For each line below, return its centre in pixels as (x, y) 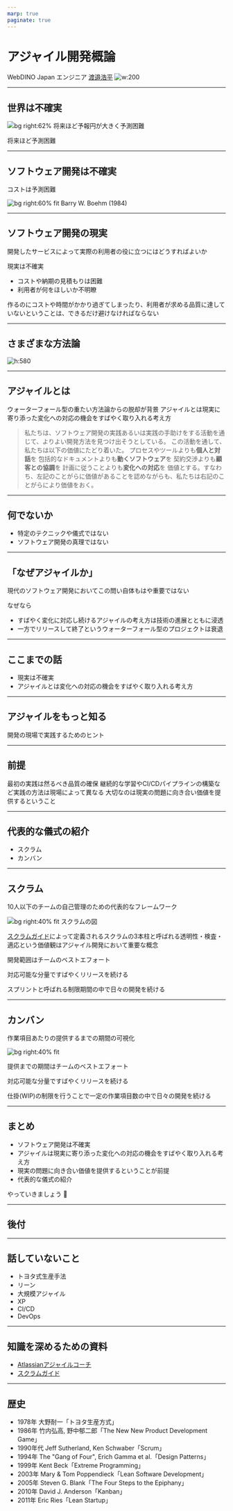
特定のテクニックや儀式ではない (63, 534)
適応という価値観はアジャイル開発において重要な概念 (83, 945)
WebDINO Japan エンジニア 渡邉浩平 (60, 77)
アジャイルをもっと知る (57, 717)
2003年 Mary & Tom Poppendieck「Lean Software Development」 (112, 1474)
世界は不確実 (35, 107)
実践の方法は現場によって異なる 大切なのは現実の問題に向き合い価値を (114, 792)
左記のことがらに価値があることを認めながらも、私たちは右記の (128, 476)
